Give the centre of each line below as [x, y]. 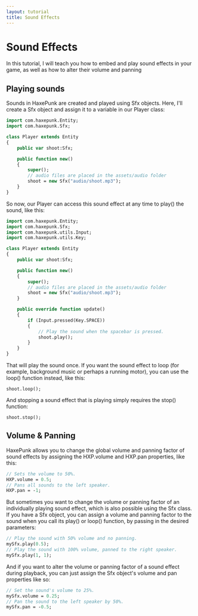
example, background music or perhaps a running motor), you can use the [98, 372]
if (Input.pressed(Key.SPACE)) [66, 320]
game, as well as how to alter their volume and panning [74, 70]
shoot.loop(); [24, 389]
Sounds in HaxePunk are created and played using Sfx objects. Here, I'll [95, 103]
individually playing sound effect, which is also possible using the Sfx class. [99, 508]
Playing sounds [35, 88]
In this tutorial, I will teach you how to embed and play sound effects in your [99, 64]
